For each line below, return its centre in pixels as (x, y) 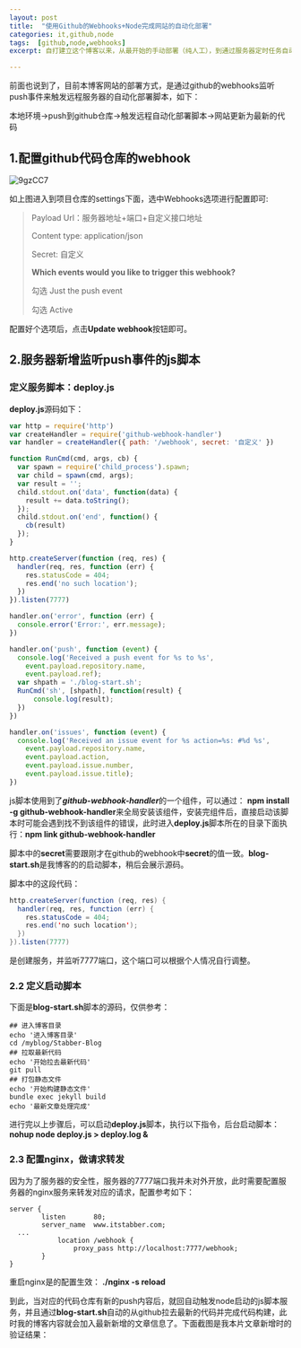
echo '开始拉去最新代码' (50, 1063)
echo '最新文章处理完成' (50, 1107)
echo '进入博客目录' (43, 1036)
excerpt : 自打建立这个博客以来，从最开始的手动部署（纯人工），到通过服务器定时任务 (146, 51)
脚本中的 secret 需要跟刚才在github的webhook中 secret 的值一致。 (129, 853)
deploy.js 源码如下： (47, 408)
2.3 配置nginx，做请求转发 (67, 1160)
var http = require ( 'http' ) (62, 426)
